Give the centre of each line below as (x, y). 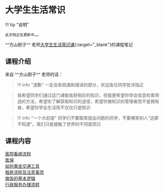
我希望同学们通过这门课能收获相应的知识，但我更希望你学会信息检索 (86, 95)
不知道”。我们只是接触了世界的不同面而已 (59, 124)
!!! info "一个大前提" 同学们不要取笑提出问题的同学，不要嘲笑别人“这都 (88, 118)
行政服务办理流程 (22, 184)
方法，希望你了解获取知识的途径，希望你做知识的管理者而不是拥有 (93, 101)
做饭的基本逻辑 (20, 178)
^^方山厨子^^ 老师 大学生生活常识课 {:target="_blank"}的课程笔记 (69, 44)
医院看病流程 (18, 154)
